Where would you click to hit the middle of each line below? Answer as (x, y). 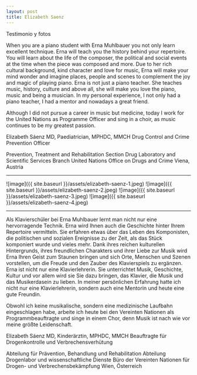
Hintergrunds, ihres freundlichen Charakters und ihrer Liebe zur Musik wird (97, 250)
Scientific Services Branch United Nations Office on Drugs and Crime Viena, (98, 160)
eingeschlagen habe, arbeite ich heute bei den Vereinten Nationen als (90, 312)
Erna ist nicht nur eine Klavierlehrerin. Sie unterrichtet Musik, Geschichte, (95, 269)
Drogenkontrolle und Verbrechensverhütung (60, 342)
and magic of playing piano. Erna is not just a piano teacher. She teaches (94, 82)
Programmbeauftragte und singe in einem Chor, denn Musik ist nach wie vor (98, 318)
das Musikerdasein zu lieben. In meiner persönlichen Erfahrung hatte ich (94, 282)
